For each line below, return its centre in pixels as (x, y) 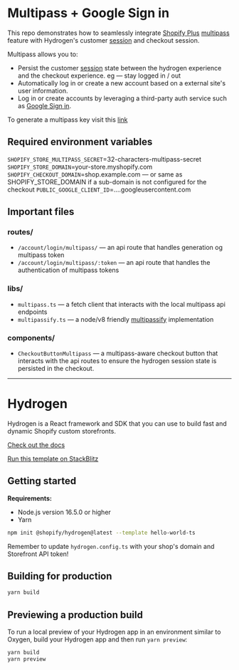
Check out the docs (36, 445)
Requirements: (30, 498)
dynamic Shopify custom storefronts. (62, 431)
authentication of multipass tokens (68, 270)
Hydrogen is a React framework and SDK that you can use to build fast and (117, 423)
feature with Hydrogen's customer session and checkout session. (103, 40)
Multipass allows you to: (43, 54)
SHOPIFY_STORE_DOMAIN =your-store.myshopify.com (80, 167)
